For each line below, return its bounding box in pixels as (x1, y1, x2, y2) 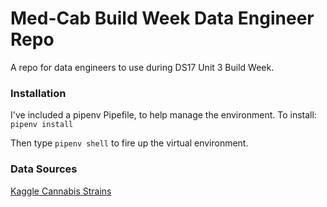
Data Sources (10, 162, 78, 176)
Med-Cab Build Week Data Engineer (10, 7, 315, 30)
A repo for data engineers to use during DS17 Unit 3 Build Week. (10, 61, 275, 73)
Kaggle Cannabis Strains (10, 185, 112, 197)
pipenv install (10, 120, 74, 130)
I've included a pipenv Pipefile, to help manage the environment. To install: (10, 109, 317, 121)
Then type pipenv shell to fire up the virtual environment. (10, 137, 249, 149)
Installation (10, 86, 67, 100)
